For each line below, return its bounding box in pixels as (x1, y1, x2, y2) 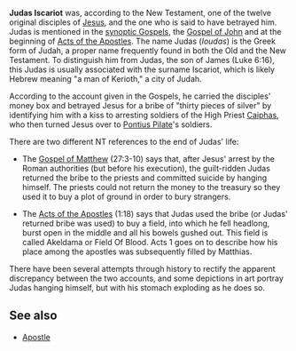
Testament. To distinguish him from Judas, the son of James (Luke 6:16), (9, 55, 275, 65)
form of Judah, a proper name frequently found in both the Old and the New (9, 45, 286, 56)
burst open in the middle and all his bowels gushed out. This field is (21, 227, 269, 238)
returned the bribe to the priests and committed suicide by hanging (21, 172, 268, 183)
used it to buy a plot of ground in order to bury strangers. (21, 191, 231, 202)
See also (9, 308, 58, 323)
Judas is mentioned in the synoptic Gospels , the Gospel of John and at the (9, 27, 282, 36)
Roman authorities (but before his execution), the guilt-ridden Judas (21, 164, 270, 173)
